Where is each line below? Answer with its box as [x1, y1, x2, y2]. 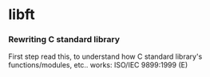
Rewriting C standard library [8, 34, 120, 45]
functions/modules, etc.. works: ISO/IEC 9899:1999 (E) [8, 60, 188, 70]
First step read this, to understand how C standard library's [8, 52, 203, 61]
